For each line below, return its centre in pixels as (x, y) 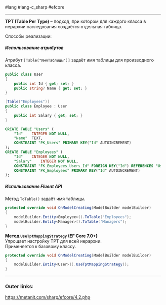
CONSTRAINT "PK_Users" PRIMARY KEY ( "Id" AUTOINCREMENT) (73, 143)
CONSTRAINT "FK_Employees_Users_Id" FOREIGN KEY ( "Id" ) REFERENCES (84, 166)
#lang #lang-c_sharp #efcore (35, 7)
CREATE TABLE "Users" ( (30, 129)
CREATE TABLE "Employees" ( (34, 152)
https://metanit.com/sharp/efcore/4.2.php (48, 297)
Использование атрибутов (34, 48)
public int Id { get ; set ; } (44, 84)
